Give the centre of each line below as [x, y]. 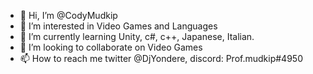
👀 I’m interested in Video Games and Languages [118, 26]
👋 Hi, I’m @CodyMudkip [68, 15]
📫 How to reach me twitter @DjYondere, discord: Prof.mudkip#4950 [161, 58]
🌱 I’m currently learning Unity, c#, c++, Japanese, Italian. [137, 36]
